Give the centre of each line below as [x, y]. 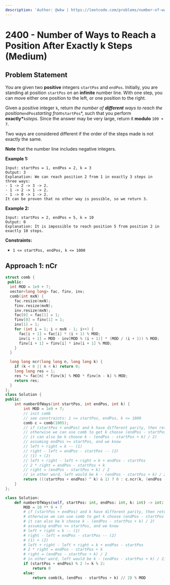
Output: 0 [16, 222]
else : [29, 573]
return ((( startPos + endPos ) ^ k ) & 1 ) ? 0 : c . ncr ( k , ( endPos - [95, 479]
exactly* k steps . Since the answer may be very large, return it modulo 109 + [84, 118]
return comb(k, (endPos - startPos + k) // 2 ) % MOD [89, 578]
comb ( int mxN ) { [27, 296]
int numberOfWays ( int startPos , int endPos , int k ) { [72, 404]
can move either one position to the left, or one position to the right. [76, 98]
